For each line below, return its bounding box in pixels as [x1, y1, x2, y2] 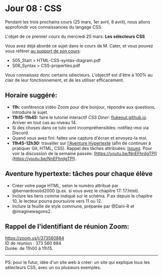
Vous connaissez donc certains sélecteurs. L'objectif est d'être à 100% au [5, 72, 153, 78]
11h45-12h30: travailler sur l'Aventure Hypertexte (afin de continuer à [12, 140, 151, 146]
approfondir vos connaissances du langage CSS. [5, 24, 103, 30]
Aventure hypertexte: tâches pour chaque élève [5, 170, 153, 178]
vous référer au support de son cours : [5, 48, 81, 54]
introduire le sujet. [12, 109, 49, 115]
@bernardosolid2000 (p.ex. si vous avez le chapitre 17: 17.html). [12, 188, 140, 194]
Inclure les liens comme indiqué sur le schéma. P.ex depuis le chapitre [12, 193, 153, 199]
